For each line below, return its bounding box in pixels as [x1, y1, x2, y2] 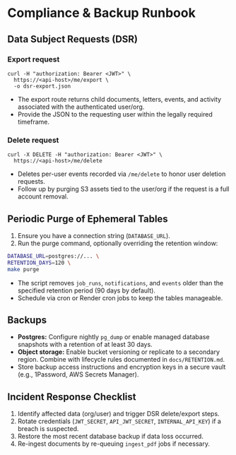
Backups [7, 314, 47, 326]
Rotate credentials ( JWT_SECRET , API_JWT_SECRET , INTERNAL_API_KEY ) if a [17, 417, 221, 425]
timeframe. [17, 117, 49, 126]
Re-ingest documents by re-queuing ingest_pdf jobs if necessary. [17, 439, 211, 448]
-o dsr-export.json [13, 83, 71, 90]
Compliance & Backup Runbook [7, 5, 196, 21]
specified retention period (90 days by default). [17, 286, 155, 295]
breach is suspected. [17, 425, 79, 433]
